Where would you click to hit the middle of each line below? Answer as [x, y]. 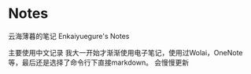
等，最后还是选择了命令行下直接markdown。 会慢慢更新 [99, 62]
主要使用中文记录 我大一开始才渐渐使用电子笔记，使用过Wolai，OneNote [125, 52]
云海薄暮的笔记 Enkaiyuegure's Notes [69, 36]
